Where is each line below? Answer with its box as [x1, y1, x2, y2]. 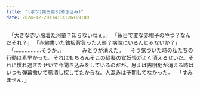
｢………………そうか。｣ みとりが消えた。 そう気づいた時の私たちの [11, 46, 194, 54]
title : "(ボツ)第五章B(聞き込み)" [6, 8, 84, 15]
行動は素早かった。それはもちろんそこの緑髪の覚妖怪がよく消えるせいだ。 [6, 54, 189, 61]
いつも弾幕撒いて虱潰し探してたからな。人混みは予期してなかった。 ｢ [6, 69, 183, 76]
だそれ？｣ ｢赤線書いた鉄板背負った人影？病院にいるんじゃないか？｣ [6, 39, 178, 46]
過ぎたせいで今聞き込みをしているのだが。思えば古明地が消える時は [26, 61, 194, 69]
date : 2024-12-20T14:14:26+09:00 [6, 14, 90, 20]
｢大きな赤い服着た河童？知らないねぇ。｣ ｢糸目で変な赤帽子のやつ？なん [11, 31, 191, 39]
